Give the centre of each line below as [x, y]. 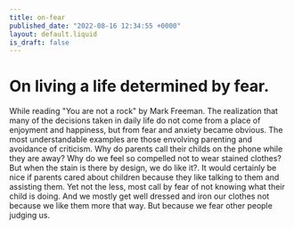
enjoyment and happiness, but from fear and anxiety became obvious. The [146, 130]
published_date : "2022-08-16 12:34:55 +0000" [95, 26]
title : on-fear [37, 17]
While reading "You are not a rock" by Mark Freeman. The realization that [144, 111]
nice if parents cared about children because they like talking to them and [144, 177]
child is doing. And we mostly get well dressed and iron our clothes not [139, 196]
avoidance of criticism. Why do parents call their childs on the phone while [146, 149]
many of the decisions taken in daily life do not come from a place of [135, 120]
